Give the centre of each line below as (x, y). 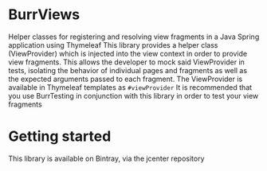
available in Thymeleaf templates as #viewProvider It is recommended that (130, 87)
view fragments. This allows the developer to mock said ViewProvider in (127, 62)
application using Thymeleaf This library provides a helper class (113, 45)
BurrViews (44, 15)
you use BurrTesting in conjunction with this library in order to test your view (133, 95)
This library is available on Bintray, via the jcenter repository (106, 158)
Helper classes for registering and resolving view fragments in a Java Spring (134, 37)
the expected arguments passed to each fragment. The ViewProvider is (126, 79)
